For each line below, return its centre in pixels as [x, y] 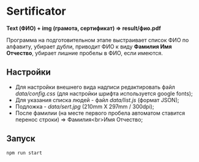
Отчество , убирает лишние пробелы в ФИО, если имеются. [85, 53]
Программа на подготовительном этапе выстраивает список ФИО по [98, 40]
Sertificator [36, 11]
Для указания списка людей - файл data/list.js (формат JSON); [97, 100]
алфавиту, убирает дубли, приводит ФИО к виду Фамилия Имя [89, 46]
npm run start [24, 153]
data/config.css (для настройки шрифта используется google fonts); [104, 94]
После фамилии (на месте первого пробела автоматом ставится [100, 113]
